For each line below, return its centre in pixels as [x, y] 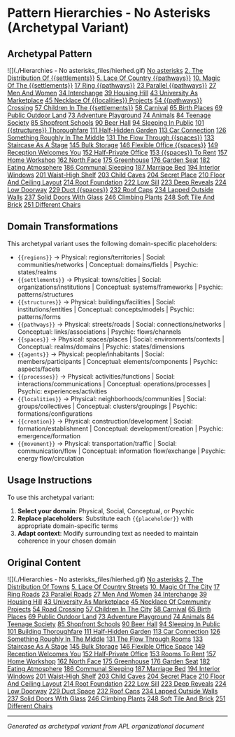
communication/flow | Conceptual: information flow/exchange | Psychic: [121, 451]
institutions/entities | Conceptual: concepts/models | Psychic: [106, 309]
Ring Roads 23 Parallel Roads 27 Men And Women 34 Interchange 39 [107, 595]
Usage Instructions [50, 481]
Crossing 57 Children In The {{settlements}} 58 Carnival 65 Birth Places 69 [115, 108]
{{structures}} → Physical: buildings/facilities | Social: [97, 302]
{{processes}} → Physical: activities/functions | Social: [96, 376]
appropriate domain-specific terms [67, 526]
